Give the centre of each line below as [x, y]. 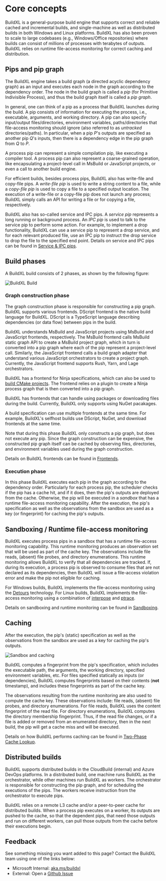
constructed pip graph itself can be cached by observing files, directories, [81, 444]
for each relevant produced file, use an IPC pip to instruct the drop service [81, 235]
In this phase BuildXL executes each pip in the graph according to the [76, 482]
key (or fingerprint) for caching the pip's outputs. [55, 514]
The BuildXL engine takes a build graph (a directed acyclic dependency [78, 81]
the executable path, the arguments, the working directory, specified [75, 670]
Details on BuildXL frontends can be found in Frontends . [62, 459]
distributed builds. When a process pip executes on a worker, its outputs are [83, 810]
